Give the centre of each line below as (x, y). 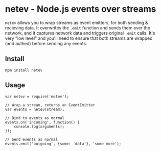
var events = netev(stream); (35, 109)
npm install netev (24, 70)
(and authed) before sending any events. (46, 43)
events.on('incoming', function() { (42, 122)
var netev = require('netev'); (37, 97)
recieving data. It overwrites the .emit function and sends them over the (78, 27)
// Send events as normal (31, 139)
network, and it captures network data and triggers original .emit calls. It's (80, 33)
